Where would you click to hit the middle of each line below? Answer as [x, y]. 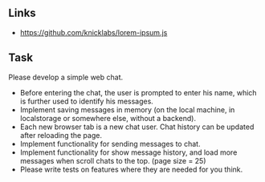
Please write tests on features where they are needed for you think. [131, 169]
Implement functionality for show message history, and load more [128, 152]
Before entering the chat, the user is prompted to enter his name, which [138, 92]
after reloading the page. [61, 135]
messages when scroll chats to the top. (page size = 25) [113, 160]
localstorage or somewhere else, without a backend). [108, 118]
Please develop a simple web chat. [66, 77]
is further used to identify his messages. [87, 101]
